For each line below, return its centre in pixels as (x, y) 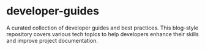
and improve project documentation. (52, 40)
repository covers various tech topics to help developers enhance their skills (102, 34)
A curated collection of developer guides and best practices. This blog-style (102, 28)
